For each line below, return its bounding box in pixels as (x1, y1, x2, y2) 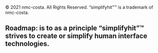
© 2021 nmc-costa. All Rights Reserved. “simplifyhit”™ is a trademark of (5, 4, 153, 10)
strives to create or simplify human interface (5, 32, 147, 40)
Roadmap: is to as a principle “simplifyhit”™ (5, 24, 144, 32)
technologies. (5, 39, 50, 48)
